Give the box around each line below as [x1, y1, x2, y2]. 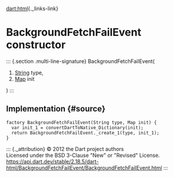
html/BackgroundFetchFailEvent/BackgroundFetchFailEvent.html [6, 164, 162, 171]
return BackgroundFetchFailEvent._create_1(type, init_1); [11, 130, 160, 136]
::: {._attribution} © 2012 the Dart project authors [6, 145, 124, 152]
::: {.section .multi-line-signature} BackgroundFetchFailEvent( [6, 57, 155, 64]
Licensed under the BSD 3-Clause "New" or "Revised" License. [6, 152, 160, 159]
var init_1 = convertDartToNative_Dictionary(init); [11, 124, 144, 130]
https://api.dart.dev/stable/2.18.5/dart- [6, 158, 99, 165]
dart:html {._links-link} [6, 5, 59, 12]
